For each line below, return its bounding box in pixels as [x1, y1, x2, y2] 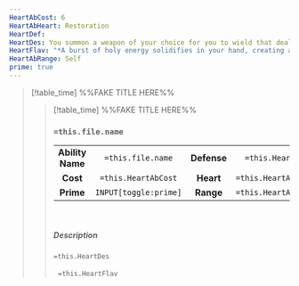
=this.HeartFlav [57, 269, 118, 279]
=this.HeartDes [53, 252, 109, 261]
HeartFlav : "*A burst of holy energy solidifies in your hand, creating [9, 46, 285, 55]
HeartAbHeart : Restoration [9, 21, 109, 30]
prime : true [9, 63, 53, 72]
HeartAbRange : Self [9, 54, 82, 63]
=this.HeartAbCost [99, 173, 178, 184]
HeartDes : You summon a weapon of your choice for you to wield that [9, 37, 273, 47]
